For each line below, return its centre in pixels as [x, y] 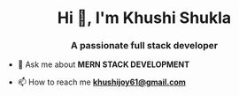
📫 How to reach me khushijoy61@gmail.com [101, 82]
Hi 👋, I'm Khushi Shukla [144, 18]
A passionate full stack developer [144, 46]
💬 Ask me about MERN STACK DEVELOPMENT [104, 64]
